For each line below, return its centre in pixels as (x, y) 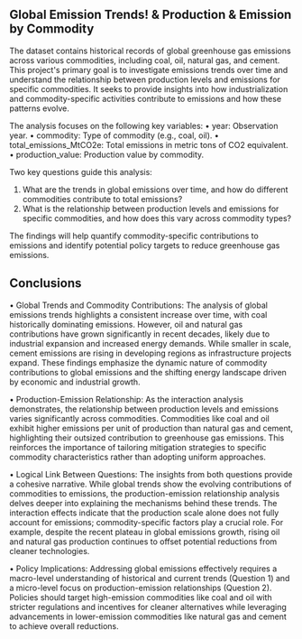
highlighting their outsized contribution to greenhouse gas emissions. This (147, 438)
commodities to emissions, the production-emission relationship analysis (145, 493)
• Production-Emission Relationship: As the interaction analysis (126, 399)
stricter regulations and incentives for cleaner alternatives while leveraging (148, 607)
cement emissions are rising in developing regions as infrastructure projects (151, 353)
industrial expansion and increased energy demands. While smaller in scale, (151, 343)
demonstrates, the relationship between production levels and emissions (144, 409)
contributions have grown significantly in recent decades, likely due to (140, 334)
